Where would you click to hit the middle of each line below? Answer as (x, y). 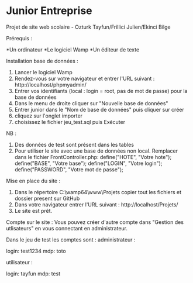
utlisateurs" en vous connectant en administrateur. (67, 228)
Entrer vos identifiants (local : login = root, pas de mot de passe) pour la (101, 91)
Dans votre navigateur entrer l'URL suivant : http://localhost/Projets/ (96, 204)
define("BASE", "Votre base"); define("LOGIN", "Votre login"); (88, 163)
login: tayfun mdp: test (33, 274)
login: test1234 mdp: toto (36, 251)
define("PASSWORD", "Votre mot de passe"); (69, 169)
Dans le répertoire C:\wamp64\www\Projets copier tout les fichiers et (98, 192)
